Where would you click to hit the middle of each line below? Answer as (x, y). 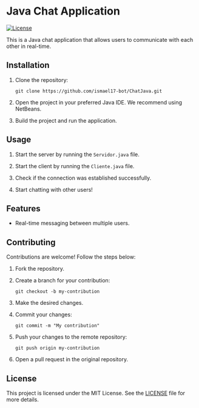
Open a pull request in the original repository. (72, 359)
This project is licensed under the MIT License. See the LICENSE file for (96, 393)
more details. (23, 399)
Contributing (31, 242)
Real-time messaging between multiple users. (72, 223)
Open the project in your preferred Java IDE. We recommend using (99, 102)
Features (23, 209)
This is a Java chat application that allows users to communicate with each (100, 39)
